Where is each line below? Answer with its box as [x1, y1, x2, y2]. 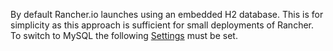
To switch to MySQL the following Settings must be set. [10, 30, 238, 41]
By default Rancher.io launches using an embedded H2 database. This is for [10, 9, 324, 20]
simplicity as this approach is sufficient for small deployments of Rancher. [10, 19, 315, 31]
